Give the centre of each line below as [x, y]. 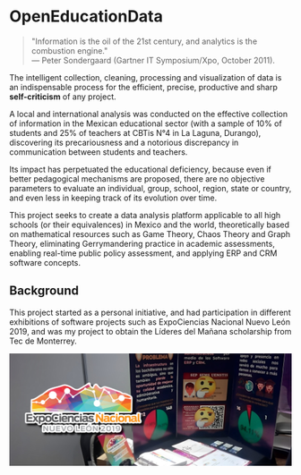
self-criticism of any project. [63, 97]
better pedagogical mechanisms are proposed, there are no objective [137, 178]
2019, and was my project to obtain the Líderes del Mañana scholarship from [150, 331]
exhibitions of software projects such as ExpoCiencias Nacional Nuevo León [150, 322]
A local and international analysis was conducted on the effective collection [149, 114]
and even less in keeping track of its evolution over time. [113, 198]
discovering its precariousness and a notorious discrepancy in [124, 142]
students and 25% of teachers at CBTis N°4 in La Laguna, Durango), [135, 132]
